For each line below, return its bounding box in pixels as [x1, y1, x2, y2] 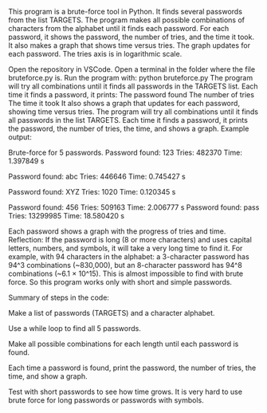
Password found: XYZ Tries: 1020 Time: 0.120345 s [8, 187, 176, 196]
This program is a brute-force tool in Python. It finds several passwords [8, 7, 243, 16]
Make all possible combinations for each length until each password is [8, 339, 239, 348]
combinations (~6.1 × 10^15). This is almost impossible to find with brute [8, 269, 244, 278]
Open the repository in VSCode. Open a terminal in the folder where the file [8, 65, 256, 74]
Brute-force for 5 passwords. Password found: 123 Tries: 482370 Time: [8, 147, 243, 157]
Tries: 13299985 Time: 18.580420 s [8, 211, 125, 220]
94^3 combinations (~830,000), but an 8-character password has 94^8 [8, 261, 243, 269]
